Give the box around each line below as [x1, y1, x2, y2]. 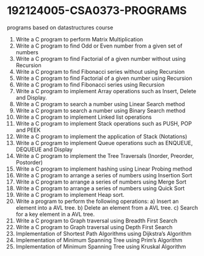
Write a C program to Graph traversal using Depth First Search [15, 223, 173, 230]
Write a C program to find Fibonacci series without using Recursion [15, 68, 185, 75]
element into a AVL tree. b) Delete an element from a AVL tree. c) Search [15, 204, 198, 211]
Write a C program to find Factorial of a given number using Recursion [15, 74, 192, 82]
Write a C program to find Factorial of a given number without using [15, 55, 186, 62]
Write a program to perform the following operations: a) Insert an [15, 197, 179, 205]
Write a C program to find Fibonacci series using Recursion [15, 80, 165, 88]
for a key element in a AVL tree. [15, 210, 95, 218]
